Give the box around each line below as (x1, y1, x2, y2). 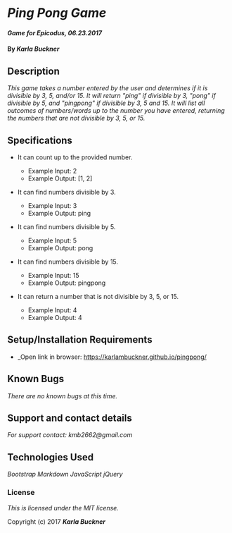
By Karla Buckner (7, 44, 60, 54)
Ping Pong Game (7, 5, 107, 21)
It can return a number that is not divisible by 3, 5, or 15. (17, 293, 179, 300)
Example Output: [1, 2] (27, 174, 93, 183)
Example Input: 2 (27, 167, 77, 175)
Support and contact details (7, 412, 132, 424)
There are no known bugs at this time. (7, 391, 118, 400)
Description (7, 65, 60, 77)
